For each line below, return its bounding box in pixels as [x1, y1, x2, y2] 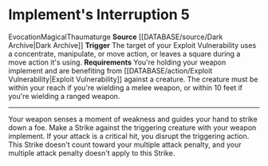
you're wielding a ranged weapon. [8, 91, 120, 101]
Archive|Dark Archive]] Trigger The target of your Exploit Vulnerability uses [8, 40, 257, 49]
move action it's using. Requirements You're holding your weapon [8, 57, 227, 67]
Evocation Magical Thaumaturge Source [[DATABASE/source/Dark [8, 32, 223, 41]
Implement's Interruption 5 [8, 6, 190, 24]
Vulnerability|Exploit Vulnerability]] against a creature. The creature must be [8, 74, 258, 84]
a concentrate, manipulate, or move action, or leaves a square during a [8, 49, 241, 58]
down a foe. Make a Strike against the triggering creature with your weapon [8, 122, 257, 132]
